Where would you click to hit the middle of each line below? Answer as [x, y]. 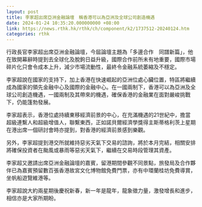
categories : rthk [28, 34]
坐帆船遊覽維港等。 [30, 178]
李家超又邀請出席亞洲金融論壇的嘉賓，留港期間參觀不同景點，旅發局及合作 [98, 163]
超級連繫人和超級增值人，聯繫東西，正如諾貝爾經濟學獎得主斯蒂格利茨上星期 [101, 122]
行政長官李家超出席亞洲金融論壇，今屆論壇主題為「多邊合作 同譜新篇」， [97, 52]
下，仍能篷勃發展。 [30, 102]
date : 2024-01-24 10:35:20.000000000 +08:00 [63, 23]
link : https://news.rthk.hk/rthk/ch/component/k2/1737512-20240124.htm [98, 28]
